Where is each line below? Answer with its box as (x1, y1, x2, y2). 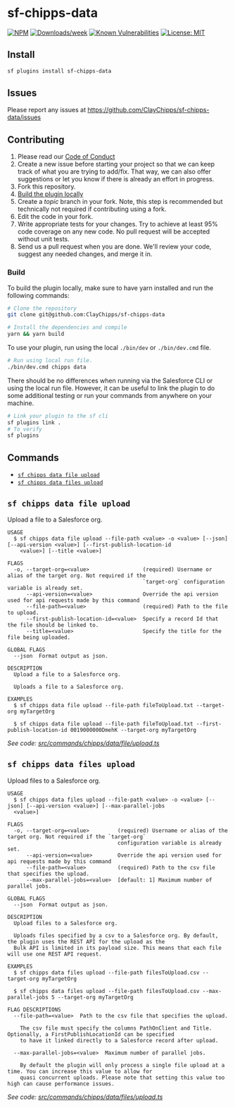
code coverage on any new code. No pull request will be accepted (17, 227, 210, 236)
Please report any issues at (7, 106, 87, 114)
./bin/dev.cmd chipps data (7, 363, 87, 371)
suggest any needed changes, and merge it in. (17, 250, 153, 258)
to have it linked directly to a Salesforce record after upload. (20, 1037, 219, 1044)
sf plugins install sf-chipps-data (7, 67, 112, 75)
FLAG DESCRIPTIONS (7, 1006, 61, 1013)
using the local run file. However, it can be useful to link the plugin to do (7, 383, 215, 392)
